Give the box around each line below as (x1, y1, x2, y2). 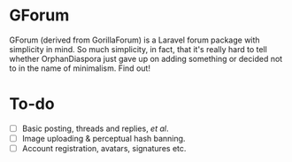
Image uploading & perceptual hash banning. (21, 133, 186, 143)
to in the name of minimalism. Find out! (9, 63, 150, 73)
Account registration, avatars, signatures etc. (21, 143, 187, 153)
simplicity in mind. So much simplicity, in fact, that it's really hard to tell (9, 43, 267, 54)
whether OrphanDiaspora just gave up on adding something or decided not (9, 53, 283, 64)
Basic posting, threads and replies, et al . (21, 123, 169, 134)
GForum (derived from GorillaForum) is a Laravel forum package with (9, 35, 260, 45)
